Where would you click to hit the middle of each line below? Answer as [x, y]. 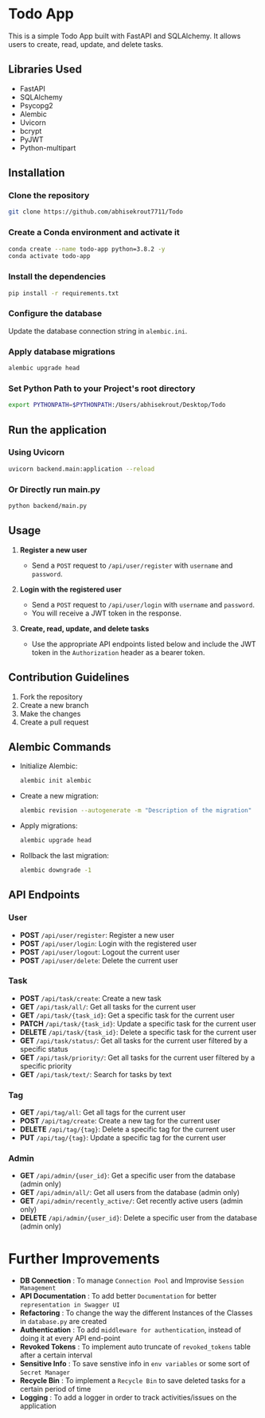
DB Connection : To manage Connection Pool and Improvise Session [132, 1281]
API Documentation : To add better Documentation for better [118, 1296]
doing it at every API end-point [70, 1338]
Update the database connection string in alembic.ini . [98, 330]
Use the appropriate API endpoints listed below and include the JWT [144, 644]
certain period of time [55, 1389]
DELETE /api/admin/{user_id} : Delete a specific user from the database [138, 1218]
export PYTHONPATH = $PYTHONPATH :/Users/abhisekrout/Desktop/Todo [117, 405]
